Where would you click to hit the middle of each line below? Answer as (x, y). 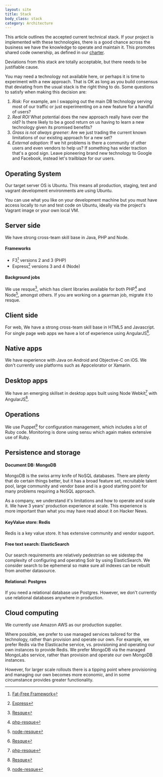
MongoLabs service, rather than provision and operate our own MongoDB (79, 655)
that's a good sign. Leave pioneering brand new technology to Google (82, 153)
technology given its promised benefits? (52, 128)
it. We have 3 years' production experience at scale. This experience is (76, 506)
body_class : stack (24, 18)
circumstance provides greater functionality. (49, 680)
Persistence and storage (43, 453)
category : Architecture (29, 23)
